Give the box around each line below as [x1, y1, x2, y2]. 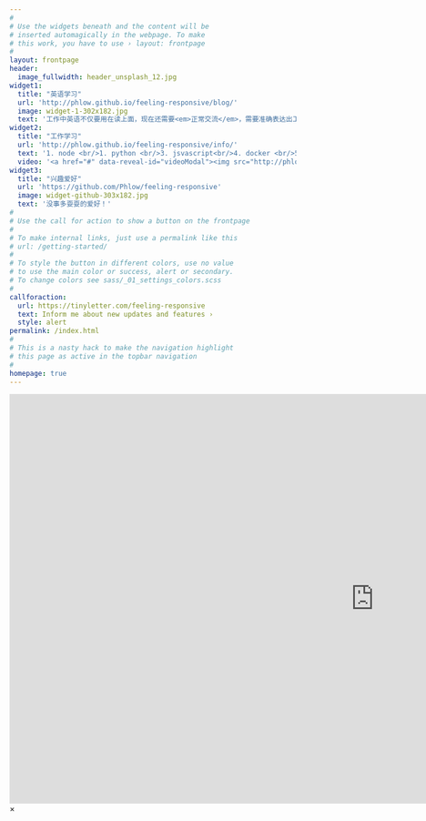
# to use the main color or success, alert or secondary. [9, 268, 234, 277]
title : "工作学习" [17, 132, 82, 141]
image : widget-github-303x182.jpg [17, 191, 148, 200]
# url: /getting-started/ [9, 242, 107, 251]
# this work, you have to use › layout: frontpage [9, 38, 206, 48]
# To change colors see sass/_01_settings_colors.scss [9, 276, 222, 285]
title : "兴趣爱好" [17, 174, 82, 183]
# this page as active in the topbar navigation [9, 351, 198, 360]
